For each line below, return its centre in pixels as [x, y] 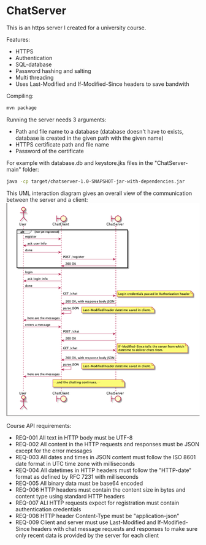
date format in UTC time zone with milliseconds [75, 464]
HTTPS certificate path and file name [62, 144]
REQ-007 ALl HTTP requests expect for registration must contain [97, 503]
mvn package [21, 108]
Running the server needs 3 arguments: [56, 120]
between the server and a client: [47, 199]
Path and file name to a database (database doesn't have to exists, [99, 131]
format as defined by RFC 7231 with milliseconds [77, 477]
